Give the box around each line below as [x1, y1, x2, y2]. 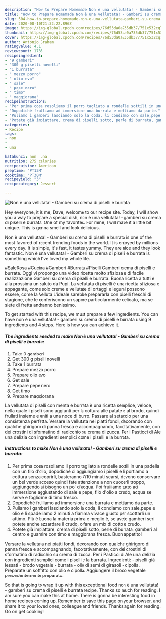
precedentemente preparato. [5, 572, 64, 578]
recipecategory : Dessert [5, 181, 56, 187]
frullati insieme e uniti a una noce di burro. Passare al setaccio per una [5, 413, 148, 419]
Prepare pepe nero [12, 382, 51, 388]
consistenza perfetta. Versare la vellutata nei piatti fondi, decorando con [5, 418, 152, 424]
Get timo [12, 388, 30, 394]
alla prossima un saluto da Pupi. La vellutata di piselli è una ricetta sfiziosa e [5, 281, 160, 287]
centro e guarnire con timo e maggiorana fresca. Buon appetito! [12, 531, 142, 537]
